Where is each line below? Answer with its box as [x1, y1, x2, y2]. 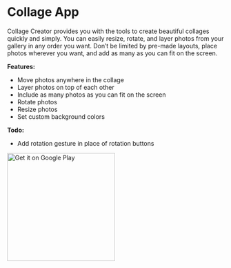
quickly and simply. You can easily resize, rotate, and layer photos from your [7, 34, 224, 42]
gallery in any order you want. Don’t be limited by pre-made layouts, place [7, 41, 218, 50]
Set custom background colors [17, 112, 106, 121]
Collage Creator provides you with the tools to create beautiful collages [7, 27, 210, 35]
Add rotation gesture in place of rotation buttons [17, 139, 154, 147]
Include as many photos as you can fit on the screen [17, 90, 167, 99]
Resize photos [17, 105, 58, 113]
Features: [7, 62, 36, 70]
